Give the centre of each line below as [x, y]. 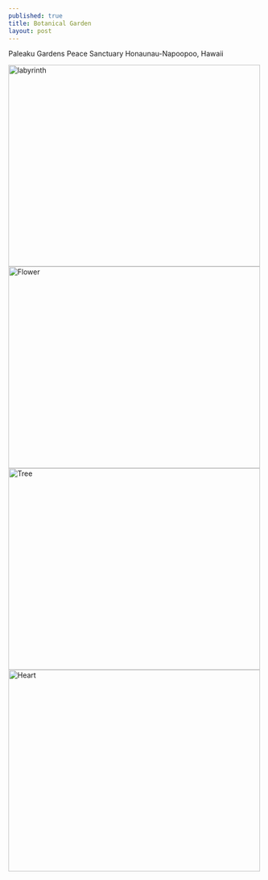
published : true [35, 16]
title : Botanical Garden [50, 23]
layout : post [30, 31]
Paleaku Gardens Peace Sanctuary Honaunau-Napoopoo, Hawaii [116, 54]
